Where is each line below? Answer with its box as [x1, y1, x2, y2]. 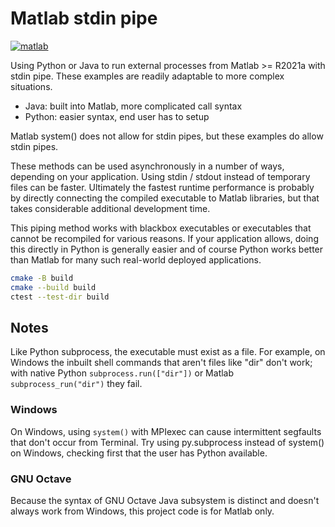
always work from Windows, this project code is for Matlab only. [10, 505, 275, 517]
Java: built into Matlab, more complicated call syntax [24, 100, 243, 112]
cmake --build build [10, 282, 97, 292]
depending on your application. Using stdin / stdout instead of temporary [10, 170, 311, 182]
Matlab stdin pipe [10, 7, 158, 30]
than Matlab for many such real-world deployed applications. [10, 253, 262, 266]
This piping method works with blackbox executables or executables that [10, 222, 312, 234]
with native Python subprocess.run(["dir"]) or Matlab [10, 367, 235, 379]
